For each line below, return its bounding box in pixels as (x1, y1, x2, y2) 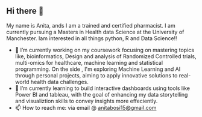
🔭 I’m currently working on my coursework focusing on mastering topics (14, 46, 195, 53)
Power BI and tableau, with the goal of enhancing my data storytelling (14, 91, 188, 98)
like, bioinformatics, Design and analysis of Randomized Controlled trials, (14, 52, 197, 60)
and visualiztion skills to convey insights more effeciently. (14, 97, 158, 104)
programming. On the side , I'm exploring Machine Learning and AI (14, 65, 181, 73)
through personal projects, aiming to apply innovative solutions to (14, 71, 178, 79)
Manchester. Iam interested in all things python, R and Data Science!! (6, 34, 177, 42)
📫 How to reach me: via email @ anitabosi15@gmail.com (14, 104, 157, 111)
